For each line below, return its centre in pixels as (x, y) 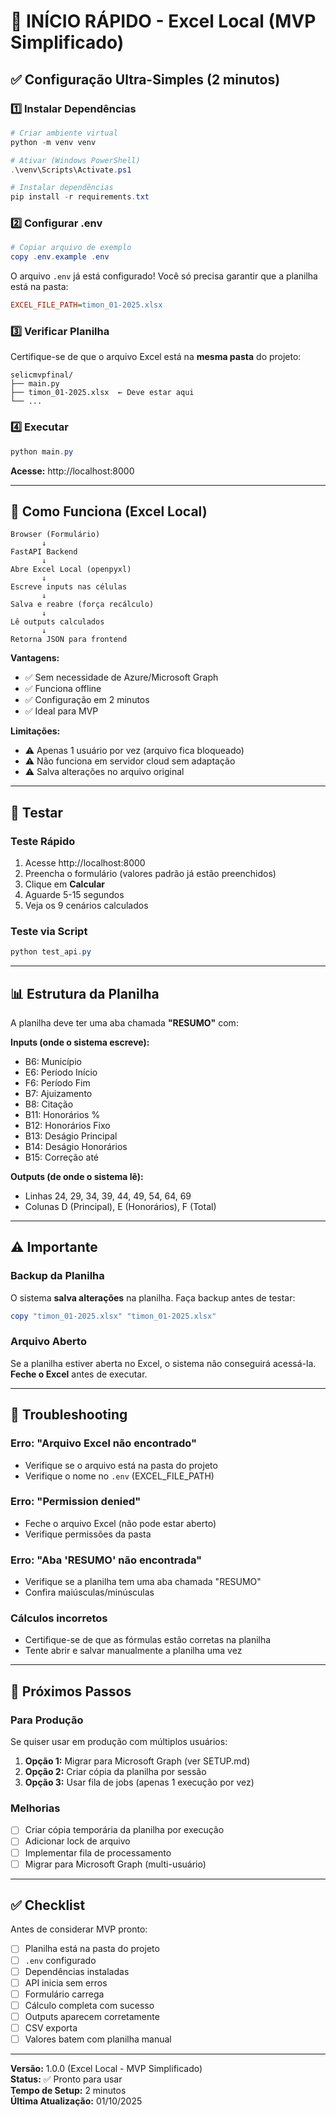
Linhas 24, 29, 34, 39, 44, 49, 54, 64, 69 (108, 1196)
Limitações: (35, 731)
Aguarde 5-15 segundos (74, 895)
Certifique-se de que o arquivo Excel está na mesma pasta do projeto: (156, 357)
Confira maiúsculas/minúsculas (89, 1592)
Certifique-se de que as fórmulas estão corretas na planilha (148, 1640)
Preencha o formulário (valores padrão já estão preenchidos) (150, 874)
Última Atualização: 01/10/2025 (76, 2101)
